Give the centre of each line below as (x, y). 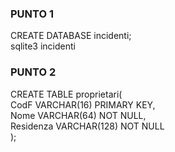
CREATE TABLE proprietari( (66, 94)
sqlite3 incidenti (43, 46)
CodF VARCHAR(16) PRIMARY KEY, (83, 104)
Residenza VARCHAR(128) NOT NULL (87, 126)
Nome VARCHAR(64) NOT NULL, (78, 115)
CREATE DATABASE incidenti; (71, 36)
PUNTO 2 (33, 72)
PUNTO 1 (32, 14)
